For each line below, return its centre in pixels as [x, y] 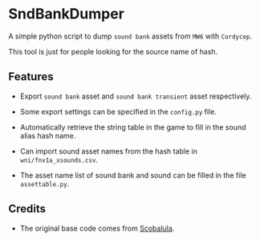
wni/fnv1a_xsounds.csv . [59, 159]
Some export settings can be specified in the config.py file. [118, 111]
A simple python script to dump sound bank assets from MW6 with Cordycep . [130, 36]
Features [31, 77]
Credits [27, 209]
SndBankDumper [66, 14]
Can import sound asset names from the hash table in [109, 151]
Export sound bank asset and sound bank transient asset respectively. [136, 96]
